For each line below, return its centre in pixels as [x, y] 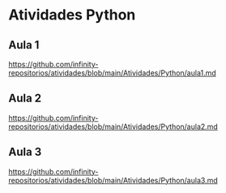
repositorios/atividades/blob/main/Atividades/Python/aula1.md [112, 73]
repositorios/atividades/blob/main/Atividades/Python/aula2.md [113, 127]
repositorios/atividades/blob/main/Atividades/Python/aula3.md [113, 180]
